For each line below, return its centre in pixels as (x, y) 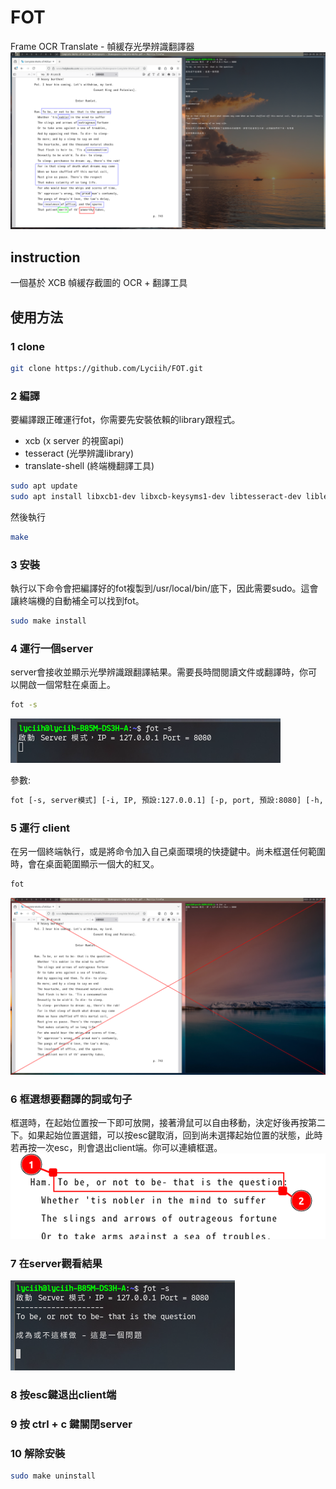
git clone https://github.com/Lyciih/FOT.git (106, 368)
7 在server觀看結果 (56, 1263)
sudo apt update (44, 486)
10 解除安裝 (38, 1453)
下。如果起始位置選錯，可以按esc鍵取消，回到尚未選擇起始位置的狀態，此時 (166, 1135)
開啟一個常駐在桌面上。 (67, 685)
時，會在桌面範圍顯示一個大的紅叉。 (85, 864)
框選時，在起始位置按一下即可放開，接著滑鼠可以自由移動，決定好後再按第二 (168, 1122)
